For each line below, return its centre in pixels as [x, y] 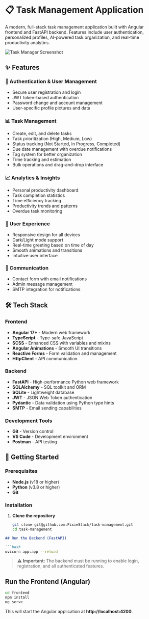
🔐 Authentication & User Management [51, 81]
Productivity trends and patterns [45, 206]
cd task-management [32, 529]
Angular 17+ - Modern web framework [51, 332]
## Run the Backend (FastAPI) [36, 538]
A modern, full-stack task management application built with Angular [74, 27]
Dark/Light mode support [38, 240]
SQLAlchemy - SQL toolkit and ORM [49, 387]
